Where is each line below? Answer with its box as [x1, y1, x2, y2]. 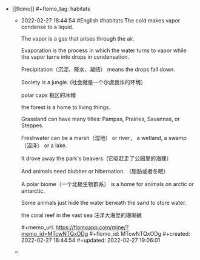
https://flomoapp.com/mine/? [55, 224, 129, 231]
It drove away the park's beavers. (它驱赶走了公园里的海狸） [21, 155, 172, 162]
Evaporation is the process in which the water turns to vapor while [21, 47, 187, 54]
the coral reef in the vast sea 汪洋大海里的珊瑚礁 [21, 212, 142, 219]
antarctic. [21, 187, 45, 195]
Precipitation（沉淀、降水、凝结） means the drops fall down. [21, 66, 176, 73]
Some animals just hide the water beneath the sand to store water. [21, 199, 187, 206]
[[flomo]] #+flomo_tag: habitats [12, 5, 91, 12]
